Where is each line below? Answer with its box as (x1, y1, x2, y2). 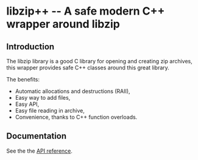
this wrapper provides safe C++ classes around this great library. (6, 64, 169, 71)
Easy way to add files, (15, 94, 71, 101)
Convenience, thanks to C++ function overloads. (15, 114, 138, 120)
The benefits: (6, 76, 40, 83)
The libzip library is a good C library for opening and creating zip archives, (6, 58, 193, 64)
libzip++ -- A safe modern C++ (6, 4, 165, 18)
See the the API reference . (6, 147, 73, 155)
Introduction (6, 41, 55, 52)
